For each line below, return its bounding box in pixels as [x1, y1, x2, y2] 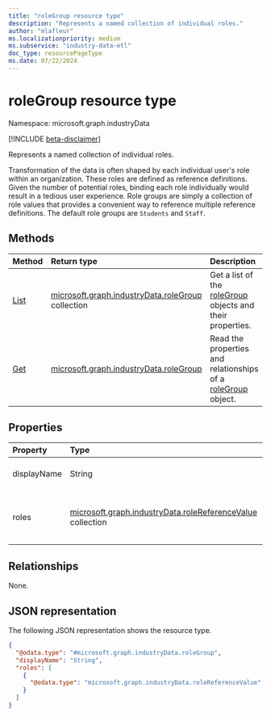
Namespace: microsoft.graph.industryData [8, 118, 151, 128]
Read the [209, 333, 244, 344]
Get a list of [209, 269, 254, 280]
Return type [51, 255, 98, 266]
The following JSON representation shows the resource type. [8, 626, 212, 635]
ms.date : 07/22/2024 [8, 57, 78, 65]
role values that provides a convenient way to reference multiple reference [8, 199, 256, 209]
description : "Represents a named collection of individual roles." [8, 19, 244, 27]
